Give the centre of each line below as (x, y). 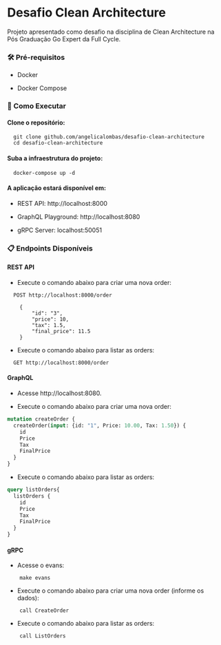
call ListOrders (43, 636)
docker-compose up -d (44, 173)
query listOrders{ (33, 490)
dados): (28, 598)
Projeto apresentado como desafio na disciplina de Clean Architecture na (111, 32)
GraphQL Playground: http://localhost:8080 (78, 216)
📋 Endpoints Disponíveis (50, 248)
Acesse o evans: (41, 565)
